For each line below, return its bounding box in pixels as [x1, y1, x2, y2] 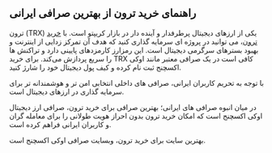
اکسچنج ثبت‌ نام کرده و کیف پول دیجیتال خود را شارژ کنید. [9, 62, 181, 72]
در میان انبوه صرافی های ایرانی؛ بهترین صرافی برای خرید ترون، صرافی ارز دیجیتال [9, 102, 257, 112]
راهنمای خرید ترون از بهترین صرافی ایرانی [9, 6, 197, 20]
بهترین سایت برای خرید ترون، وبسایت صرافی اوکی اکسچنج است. [9, 135, 206, 145]
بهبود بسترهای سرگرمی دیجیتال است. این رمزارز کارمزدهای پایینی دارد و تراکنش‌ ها [9, 45, 259, 55]
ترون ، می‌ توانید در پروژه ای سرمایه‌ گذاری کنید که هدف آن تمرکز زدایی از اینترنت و [9, 36, 258, 46]
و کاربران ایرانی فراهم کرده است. [9, 119, 112, 129]
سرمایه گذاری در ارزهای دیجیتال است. [9, 87, 125, 96]
